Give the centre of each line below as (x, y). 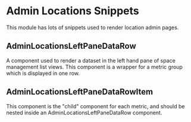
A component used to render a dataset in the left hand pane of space (91, 60)
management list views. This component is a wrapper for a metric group (95, 67)
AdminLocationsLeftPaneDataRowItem (80, 92)
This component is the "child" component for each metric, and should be (95, 106)
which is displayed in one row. (43, 73)
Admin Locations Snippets (73, 11)
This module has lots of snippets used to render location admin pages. (93, 27)
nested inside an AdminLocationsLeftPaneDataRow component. (84, 112)
